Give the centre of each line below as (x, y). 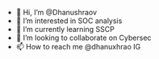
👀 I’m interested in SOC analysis (69, 21)
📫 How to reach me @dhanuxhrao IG (78, 47)
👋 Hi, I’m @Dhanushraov (56, 12)
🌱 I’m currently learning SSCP (65, 29)
